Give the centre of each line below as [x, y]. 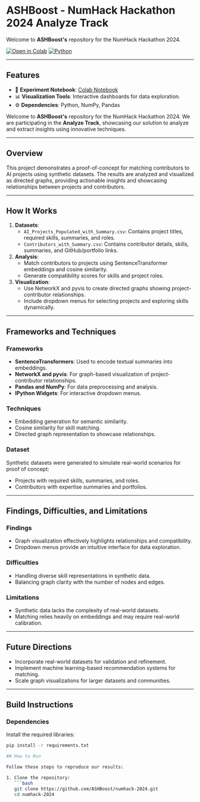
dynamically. [39, 308]
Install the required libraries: [40, 735]
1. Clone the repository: [38, 778]
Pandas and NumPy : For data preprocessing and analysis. [86, 387]
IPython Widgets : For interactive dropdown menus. [78, 393]
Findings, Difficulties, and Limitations [77, 511]
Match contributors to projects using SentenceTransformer [96, 263]
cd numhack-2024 [34, 794]
